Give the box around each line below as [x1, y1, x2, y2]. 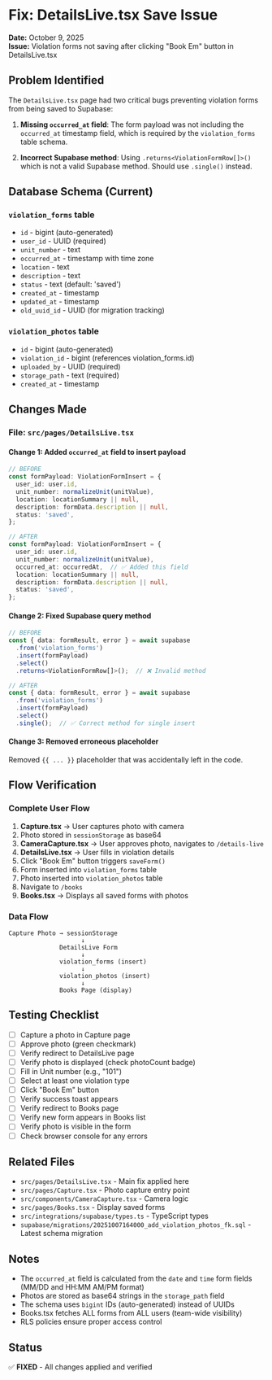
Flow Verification [8, 779, 97, 793]
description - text [19, 271, 81, 281]
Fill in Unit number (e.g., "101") [19, 1067, 123, 1076]
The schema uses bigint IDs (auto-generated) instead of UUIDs [19, 1299, 235, 1309]
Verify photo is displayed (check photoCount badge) [19, 1058, 196, 1068]
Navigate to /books [19, 881, 83, 892]
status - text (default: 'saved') [19, 279, 122, 290]
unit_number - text [19, 245, 81, 255]
